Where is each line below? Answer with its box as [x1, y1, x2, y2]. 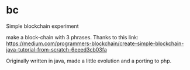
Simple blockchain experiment [6, 23, 79, 30]
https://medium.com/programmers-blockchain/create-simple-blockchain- [6, 40, 184, 47]
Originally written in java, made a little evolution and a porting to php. [6, 57, 172, 64]
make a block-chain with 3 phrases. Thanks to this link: [6, 34, 139, 40]
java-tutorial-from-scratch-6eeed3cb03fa [6, 46, 107, 53]
